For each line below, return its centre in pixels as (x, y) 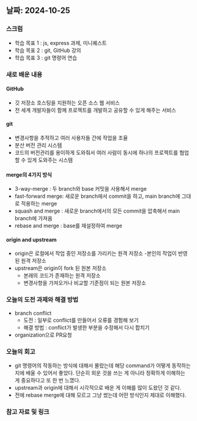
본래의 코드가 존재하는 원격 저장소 (62, 276)
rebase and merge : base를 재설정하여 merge (68, 226)
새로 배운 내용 (24, 74)
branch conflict (33, 313)
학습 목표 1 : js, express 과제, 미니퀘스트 (61, 43)
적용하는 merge (39, 204)
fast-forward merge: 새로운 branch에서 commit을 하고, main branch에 (97, 196)
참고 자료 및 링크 (28, 412)
